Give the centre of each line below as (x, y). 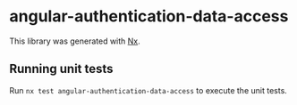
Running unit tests (61, 69)
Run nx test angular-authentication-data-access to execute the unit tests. (148, 90)
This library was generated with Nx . (75, 41)
